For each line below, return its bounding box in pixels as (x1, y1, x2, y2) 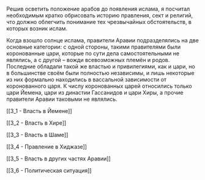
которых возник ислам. (6, 25, 68, 32)
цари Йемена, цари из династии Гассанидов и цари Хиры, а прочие (6, 89, 184, 96)
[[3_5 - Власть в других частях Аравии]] (6, 155, 111, 162)
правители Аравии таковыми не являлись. (6, 95, 117, 103)
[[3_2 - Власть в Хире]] (6, 119, 67, 127)
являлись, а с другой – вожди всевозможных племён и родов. (6, 57, 170, 63)
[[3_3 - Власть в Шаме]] (6, 131, 69, 138)
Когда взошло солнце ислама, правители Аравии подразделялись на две (6, 37, 199, 44)
